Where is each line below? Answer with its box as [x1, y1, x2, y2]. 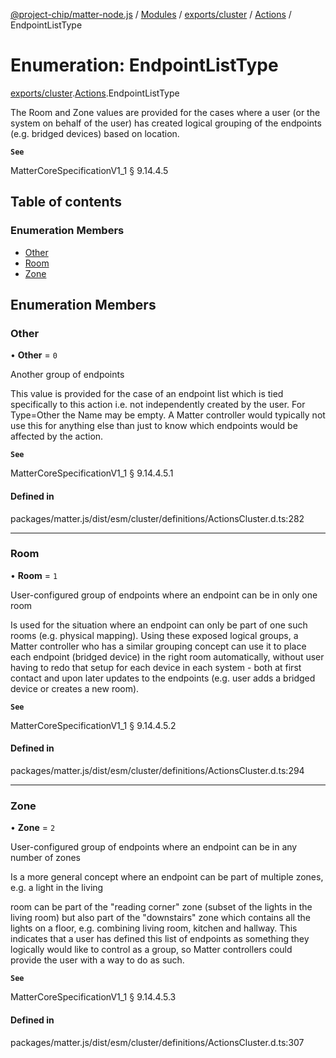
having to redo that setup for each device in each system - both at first [10, 661, 302, 673]
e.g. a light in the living [10, 882, 104, 894]
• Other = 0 [10, 349, 58, 361]
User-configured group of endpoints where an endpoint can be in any [10, 841, 298, 853]
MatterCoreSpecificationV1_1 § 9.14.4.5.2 [10, 719, 177, 731]
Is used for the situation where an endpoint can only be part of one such [10, 619, 308, 631]
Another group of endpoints [10, 369, 125, 381]
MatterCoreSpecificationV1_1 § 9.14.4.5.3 [10, 991, 177, 1003]
